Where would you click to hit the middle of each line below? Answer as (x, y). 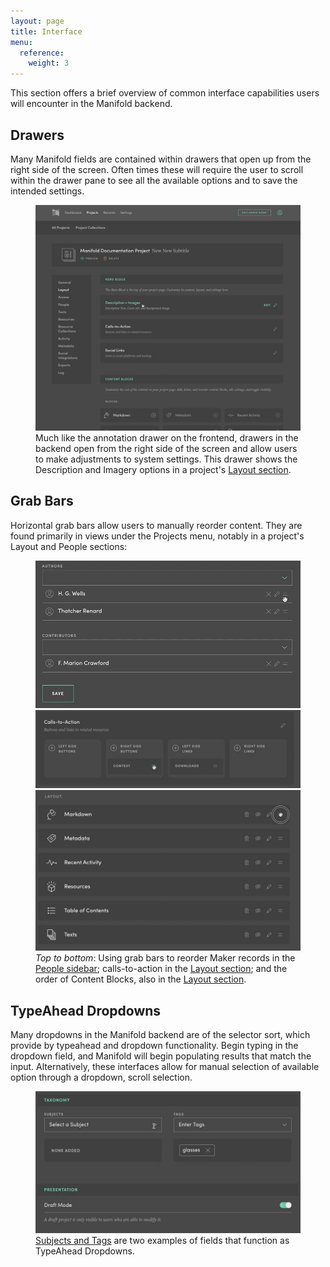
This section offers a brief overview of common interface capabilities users (165, 93)
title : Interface (46, 31)
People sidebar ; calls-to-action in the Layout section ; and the (161, 969)
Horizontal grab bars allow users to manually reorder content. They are (156, 525)
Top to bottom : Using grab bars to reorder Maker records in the (165, 958)
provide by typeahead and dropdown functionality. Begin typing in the (154, 1046)
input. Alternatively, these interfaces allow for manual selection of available (165, 1067)
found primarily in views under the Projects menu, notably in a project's (157, 536)
